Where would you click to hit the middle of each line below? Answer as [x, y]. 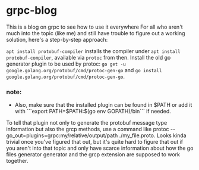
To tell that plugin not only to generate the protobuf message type [87, 123]
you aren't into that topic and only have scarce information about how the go [100, 148]
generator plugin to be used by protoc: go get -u [66, 64]
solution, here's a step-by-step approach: [57, 39]
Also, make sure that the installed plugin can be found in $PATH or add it [103, 105]
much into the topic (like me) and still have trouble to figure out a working [96, 33]
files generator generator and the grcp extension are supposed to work [93, 154]
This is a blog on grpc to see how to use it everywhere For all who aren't [94, 27]
